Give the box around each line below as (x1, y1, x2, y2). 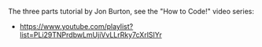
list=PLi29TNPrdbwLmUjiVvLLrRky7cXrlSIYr (19, 31, 163, 39)
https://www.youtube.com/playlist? (19, 22, 134, 31)
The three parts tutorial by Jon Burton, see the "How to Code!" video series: (8, 7, 254, 16)
